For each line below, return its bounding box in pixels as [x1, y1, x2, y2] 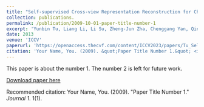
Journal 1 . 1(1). [6, 94, 42, 102]
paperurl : [6, 43, 32, 49]
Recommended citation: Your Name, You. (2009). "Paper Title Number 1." [6, 88, 189, 96]
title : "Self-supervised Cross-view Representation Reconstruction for [6, 8, 191, 15]
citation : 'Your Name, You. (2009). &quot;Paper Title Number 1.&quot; [6, 48, 191, 54]
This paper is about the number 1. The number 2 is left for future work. [6, 65, 183, 72]
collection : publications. [6, 15, 75, 21]
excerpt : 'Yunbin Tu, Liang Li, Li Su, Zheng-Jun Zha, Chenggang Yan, [6, 25, 189, 32]
